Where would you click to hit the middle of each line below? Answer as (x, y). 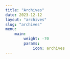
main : (20, 34)
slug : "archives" (24, 24)
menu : (11, 29)
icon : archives (49, 48)
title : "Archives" (25, 10)
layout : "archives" (26, 19)
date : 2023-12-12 (24, 15)
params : (32, 44)
